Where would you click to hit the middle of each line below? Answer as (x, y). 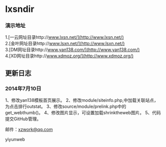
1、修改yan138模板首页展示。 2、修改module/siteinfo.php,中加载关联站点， (82, 100)
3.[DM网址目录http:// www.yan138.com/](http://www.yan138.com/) (73, 50)
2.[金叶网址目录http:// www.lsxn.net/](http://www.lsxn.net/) (65, 44)
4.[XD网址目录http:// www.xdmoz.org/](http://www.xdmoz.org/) (69, 56)
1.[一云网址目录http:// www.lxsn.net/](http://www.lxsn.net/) (64, 37)
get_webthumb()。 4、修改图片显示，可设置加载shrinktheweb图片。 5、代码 (83, 113)
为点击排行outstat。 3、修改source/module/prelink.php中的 (66, 107)
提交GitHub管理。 (23, 119)
